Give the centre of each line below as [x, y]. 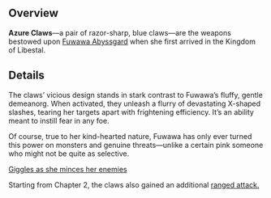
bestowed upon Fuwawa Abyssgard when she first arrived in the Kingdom [132, 41]
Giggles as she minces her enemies [68, 169]
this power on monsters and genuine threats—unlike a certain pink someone [136, 145]
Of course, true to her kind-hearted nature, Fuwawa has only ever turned [130, 136]
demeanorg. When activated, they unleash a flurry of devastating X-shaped [135, 103]
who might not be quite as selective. [69, 154]
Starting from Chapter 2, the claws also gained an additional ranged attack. [134, 184]
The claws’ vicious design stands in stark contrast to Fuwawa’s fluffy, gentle [136, 95]
